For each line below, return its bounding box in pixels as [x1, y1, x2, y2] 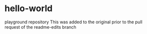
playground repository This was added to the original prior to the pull [4, 19, 143, 25]
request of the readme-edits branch [4, 24, 76, 30]
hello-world [4, 3, 53, 14]
